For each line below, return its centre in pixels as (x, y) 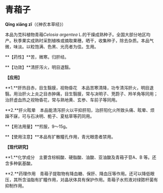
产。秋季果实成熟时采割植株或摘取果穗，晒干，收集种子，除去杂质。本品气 (79, 40)
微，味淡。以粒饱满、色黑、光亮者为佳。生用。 (52, 46)
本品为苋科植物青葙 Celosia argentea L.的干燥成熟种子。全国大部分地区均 (78, 34)
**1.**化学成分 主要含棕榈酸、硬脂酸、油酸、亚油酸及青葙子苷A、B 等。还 (81, 157)
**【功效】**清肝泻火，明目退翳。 (39, 67)
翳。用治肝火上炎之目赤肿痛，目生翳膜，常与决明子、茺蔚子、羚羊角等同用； (81, 94)
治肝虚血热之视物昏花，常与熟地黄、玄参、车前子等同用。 (62, 100)
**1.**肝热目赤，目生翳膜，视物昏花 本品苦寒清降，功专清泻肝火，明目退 (79, 88)
